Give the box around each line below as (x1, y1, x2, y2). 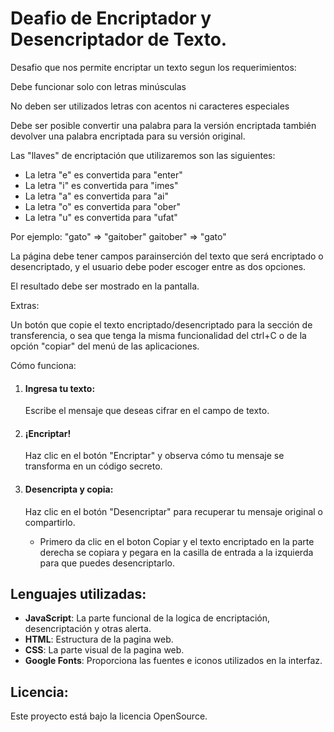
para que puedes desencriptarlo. (39, 557, 176, 569)
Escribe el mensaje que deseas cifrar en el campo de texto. (24, 405, 270, 417)
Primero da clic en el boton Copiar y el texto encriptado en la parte (39, 535, 315, 547)
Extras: (10, 299, 40, 311)
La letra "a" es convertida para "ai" (24, 190, 170, 202)
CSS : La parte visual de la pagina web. (24, 644, 185, 656)
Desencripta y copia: (24, 483, 114, 495)
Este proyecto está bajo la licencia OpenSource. (10, 710, 208, 722)
